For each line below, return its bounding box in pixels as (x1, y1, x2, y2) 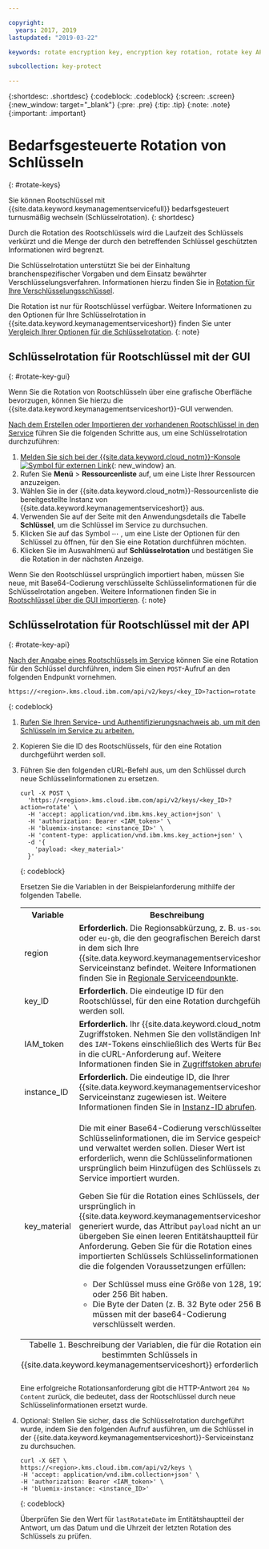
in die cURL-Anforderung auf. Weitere (78, 1048, 222, 1059)
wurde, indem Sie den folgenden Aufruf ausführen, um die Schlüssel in (19, 1424, 254, 1434)
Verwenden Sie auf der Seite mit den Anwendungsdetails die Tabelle (19, 512, 247, 521)
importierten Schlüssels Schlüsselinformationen (78, 1250, 259, 1262)
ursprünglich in (78, 1200, 136, 1211)
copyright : (8, 18, 45, 26)
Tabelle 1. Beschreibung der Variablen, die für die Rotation (29, 1338, 248, 1350)
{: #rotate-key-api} (8, 640, 70, 649)
